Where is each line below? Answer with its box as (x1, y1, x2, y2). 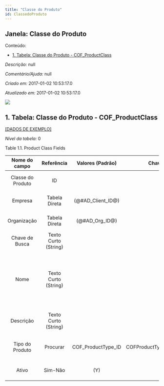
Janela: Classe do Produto (5, 30, 87, 38)
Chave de (11, 235, 33, 242)
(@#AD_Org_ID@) (76, 218, 117, 224)
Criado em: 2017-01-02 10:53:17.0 (5, 81, 73, 86)
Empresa (12, 197, 33, 204)
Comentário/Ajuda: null (5, 71, 52, 77)
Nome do (11, 157, 33, 163)
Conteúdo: (5, 42, 26, 49)
